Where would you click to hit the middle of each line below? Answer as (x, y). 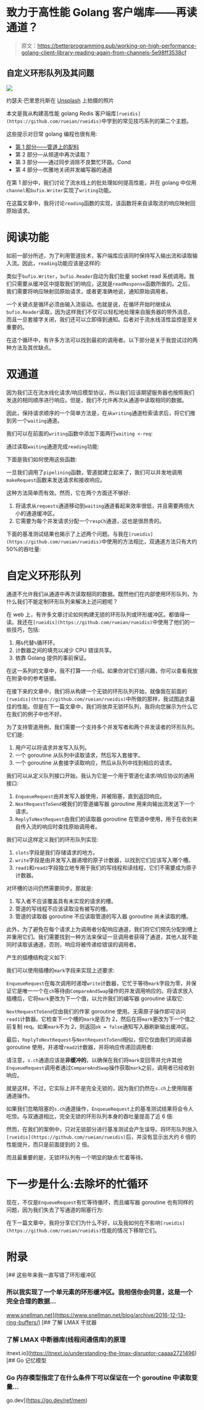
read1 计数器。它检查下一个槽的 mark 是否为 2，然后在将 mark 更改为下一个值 (98, 1019)
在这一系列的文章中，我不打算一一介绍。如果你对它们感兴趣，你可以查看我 (99, 670)
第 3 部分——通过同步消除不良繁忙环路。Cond (73, 162)
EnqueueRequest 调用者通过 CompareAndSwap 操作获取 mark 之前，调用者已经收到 (100, 1068)
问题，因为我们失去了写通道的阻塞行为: (55, 1210)
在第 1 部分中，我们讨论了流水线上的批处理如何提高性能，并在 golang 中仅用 (101, 182)
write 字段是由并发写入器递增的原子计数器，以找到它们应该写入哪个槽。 (104, 860)
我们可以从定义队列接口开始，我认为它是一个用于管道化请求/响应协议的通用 (100, 776)
